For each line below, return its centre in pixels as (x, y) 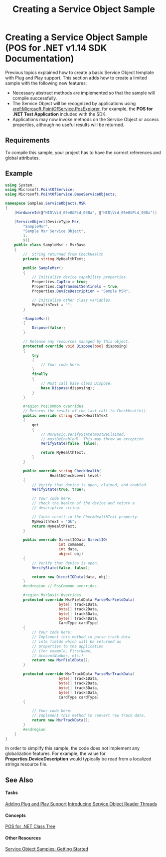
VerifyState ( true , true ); (59, 490)
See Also (19, 780)
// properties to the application (68, 646)
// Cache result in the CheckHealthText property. (85, 517)
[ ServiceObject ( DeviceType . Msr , (48, 222)
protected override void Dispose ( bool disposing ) (76, 346)
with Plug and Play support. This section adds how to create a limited (76, 78)
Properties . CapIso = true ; (60, 282)
